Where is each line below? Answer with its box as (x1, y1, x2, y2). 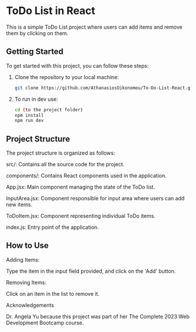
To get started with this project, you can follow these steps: (6, 62, 149, 69)
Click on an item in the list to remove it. (6, 290, 99, 297)
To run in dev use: (14, 95, 59, 102)
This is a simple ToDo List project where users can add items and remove (6, 23, 183, 30)
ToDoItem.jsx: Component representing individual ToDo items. (6, 213, 156, 220)
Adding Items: (6, 256, 40, 263)
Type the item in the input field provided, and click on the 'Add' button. (6, 268, 176, 275)
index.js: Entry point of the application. (6, 224, 99, 231)
